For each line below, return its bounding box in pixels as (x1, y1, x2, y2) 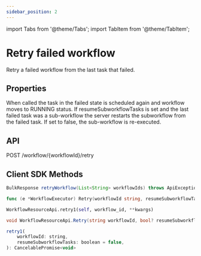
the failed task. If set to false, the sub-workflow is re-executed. (6, 118, 162, 126)
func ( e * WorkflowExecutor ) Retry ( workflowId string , (6, 195, 144, 201)
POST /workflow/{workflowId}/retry (6, 152, 94, 159)
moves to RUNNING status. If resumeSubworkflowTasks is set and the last (6, 106, 189, 113)
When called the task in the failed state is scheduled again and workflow (6, 100, 185, 107)
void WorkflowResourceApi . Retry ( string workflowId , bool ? (6, 217, 154, 224)
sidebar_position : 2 (6, 8, 58, 15)
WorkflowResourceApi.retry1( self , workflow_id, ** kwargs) (6, 206, 154, 213)
